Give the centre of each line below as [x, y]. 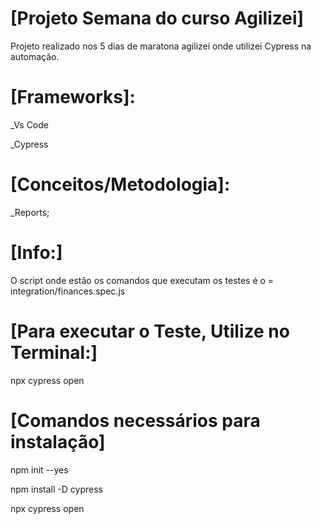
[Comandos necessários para [135, 420]
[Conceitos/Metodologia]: [120, 184]
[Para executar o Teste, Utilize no [150, 331]
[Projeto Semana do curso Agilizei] [157, 18]
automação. [35, 56]
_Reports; [30, 212]
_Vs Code [29, 124]
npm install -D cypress [56, 489]
